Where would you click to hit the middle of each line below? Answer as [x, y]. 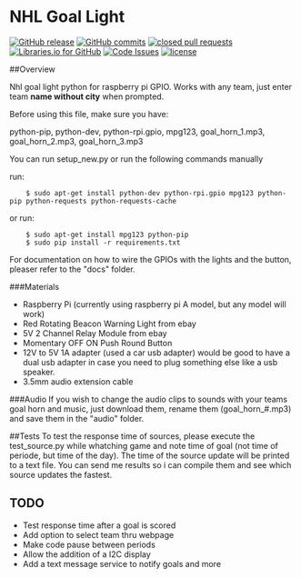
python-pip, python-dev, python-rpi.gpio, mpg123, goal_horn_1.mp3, [137, 131]
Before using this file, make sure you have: [89, 114]
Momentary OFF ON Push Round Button [97, 343]
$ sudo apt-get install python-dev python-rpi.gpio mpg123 [140, 193]
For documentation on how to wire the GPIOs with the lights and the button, [150, 259]
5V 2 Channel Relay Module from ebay [95, 333]
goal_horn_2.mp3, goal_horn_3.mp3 [76, 141]
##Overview [33, 69]
